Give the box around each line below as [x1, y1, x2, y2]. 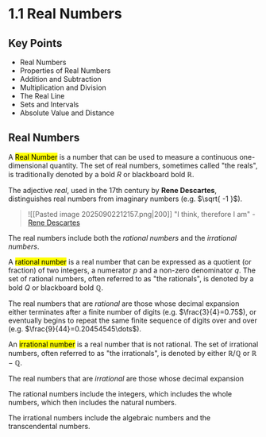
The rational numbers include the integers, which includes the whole [8, 389, 233, 398]
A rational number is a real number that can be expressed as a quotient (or [8, 257, 252, 266]
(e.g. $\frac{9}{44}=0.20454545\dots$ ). [8, 323, 141, 334]
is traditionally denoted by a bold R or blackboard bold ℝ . [8, 169, 195, 179]
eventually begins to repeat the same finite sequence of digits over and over [8, 315, 258, 325]
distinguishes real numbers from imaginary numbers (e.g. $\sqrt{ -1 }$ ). [8, 194, 243, 203]
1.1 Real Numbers [8, 5, 122, 23]
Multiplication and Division [19, 83, 107, 92]
